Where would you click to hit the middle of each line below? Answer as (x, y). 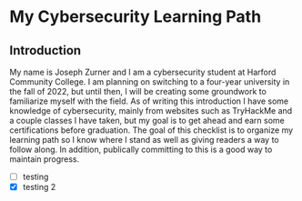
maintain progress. (45, 159)
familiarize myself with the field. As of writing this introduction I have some (149, 101)
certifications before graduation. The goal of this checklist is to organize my (151, 130)
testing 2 (39, 187)
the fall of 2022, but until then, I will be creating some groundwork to (138, 91)
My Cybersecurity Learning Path (136, 17)
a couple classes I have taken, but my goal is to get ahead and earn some (147, 121)
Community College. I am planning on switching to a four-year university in (150, 82)
